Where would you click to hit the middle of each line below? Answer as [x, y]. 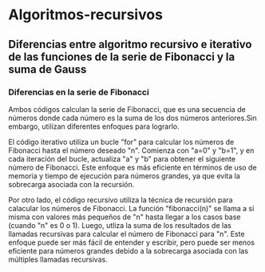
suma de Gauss [47, 69]
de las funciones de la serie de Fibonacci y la [122, 56]
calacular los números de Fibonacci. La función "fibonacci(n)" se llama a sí [131, 208]
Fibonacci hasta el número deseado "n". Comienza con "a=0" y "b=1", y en [131, 150]
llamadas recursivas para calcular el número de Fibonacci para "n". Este [127, 234]
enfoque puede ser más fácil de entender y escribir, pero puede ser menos [132, 242]
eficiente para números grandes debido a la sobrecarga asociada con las [129, 250]
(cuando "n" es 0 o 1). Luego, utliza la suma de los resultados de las [120, 225]
